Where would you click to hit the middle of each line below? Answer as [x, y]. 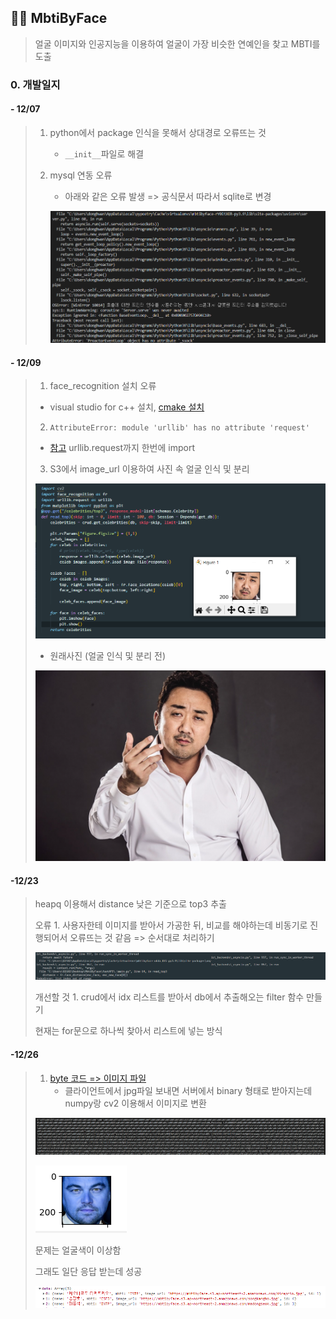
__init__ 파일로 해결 [104, 153]
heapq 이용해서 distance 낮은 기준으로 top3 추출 [130, 904]
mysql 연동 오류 [81, 175]
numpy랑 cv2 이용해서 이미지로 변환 [135, 1103]
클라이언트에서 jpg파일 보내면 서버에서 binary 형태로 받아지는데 [188, 1090]
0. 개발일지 [35, 84]
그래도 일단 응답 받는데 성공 [88, 1271]
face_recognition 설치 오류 [103, 386]
